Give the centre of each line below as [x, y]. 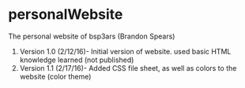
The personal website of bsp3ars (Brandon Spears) [92, 36]
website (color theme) [55, 76]
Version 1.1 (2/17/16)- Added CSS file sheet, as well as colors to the [128, 68]
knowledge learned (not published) [77, 60]
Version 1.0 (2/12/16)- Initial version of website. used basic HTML [125, 51]
